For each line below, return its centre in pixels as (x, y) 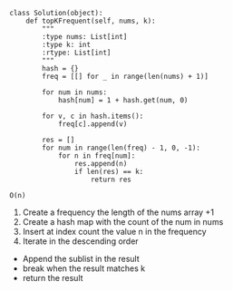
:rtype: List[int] (77, 53)
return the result (53, 278)
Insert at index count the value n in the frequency (114, 232)
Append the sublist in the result (81, 259)
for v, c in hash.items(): (93, 116)
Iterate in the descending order (80, 241)
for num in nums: (74, 92)
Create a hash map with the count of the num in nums (123, 222)
